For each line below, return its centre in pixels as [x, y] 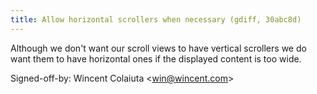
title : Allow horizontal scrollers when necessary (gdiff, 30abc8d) [156, 19]
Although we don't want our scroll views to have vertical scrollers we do [158, 48]
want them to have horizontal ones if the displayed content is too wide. [156, 58]
